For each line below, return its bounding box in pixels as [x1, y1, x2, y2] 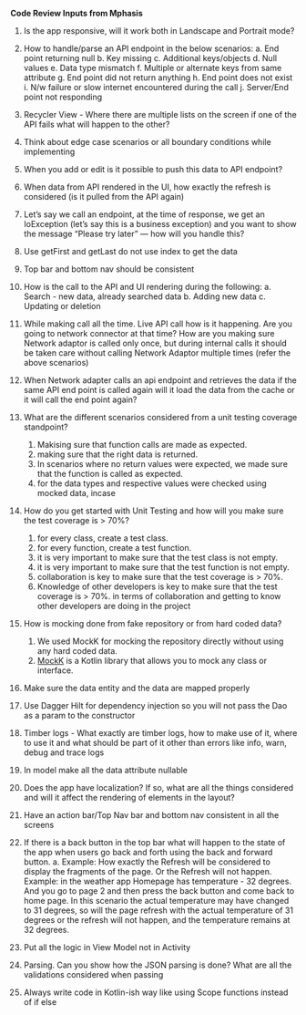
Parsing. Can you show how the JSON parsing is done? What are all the [23, 959, 292, 970]
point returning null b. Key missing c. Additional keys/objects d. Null [23, 53, 277, 63]
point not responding [23, 91, 103, 102]
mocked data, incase [36, 488, 117, 498]
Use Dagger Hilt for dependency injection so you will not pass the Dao [23, 700, 288, 710]
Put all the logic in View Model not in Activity [23, 942, 191, 952]
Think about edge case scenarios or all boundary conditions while [23, 137, 271, 147]
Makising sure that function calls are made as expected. [36, 440, 248, 450]
